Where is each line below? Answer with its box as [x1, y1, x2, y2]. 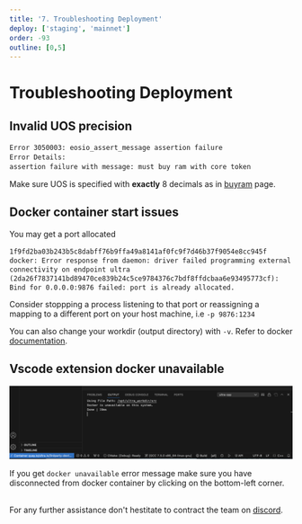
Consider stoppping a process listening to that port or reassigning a [9, 298, 260, 309]
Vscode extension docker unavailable [9, 361, 225, 377]
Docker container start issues [9, 205, 180, 220]
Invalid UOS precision [9, 118, 133, 134]
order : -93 [9, 33, 50, 42]
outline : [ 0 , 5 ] [9, 43, 67, 52]
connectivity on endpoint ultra [9, 265, 130, 274]
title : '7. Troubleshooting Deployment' [9, 14, 164, 23]
